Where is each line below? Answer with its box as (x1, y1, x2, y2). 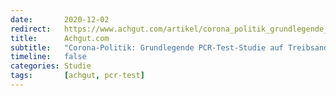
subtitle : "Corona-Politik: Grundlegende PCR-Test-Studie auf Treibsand (10, 42, 329, 53)
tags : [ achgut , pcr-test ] (10, 71, 145, 81)
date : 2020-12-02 (10, 14, 110, 25)
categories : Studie (10, 61, 92, 71)
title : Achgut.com (10, 33, 110, 43)
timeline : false (10, 52, 87, 62)
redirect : (10, 24, 52, 34)
